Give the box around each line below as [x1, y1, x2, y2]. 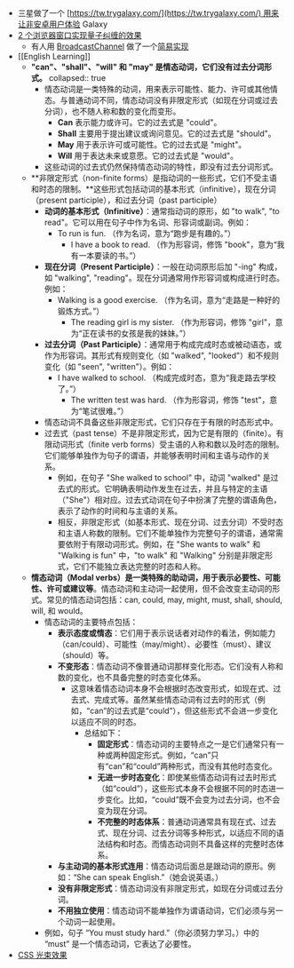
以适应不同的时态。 [70, 717, 141, 726]
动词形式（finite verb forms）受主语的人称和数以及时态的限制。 [52, 439, 284, 449]
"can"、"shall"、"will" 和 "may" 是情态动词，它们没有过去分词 [30, 61, 265, 72]
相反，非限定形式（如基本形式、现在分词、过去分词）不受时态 [57, 517, 284, 527]
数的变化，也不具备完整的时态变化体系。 [57, 672, 206, 682]
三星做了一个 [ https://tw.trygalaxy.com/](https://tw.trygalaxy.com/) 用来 [17, 8, 280, 18]
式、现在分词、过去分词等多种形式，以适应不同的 [97, 828, 277, 837]
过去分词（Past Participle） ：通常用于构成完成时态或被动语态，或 [44, 339, 282, 349]
